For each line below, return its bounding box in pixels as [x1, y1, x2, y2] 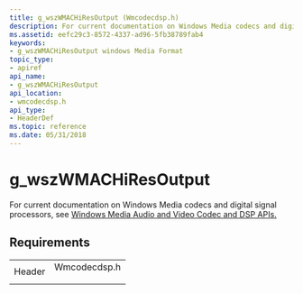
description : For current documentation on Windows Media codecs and [9, 22, 277, 31]
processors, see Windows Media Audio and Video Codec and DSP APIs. [9, 208, 277, 219]
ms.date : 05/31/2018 [9, 131, 87, 140]
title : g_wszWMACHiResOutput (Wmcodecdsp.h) [9, 13, 179, 23]
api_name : [9, 72, 47, 81]
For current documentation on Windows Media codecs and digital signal [9, 199, 277, 210]
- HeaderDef [9, 114, 54, 123]
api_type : [9, 106, 47, 115]
